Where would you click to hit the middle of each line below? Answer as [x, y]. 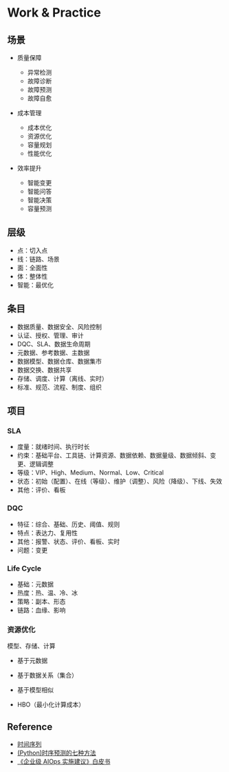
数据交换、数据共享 [44, 370]
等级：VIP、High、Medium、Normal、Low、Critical [90, 473]
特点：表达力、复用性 [47, 533]
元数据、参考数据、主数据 [53, 353]
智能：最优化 [35, 285]
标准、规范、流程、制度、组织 [59, 387]
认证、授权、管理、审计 [50, 335]
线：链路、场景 [38, 259]
